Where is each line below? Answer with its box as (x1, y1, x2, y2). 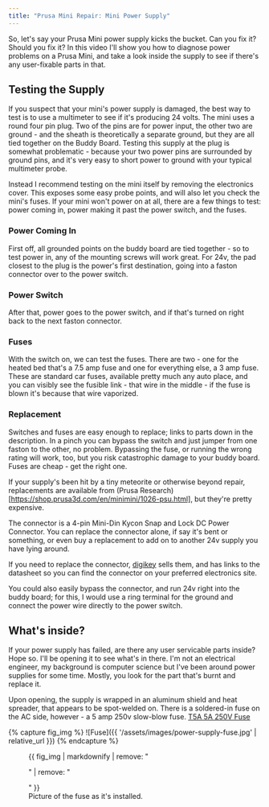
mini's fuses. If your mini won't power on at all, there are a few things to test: (8, 196, 262, 206)
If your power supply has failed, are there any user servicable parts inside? (8, 645, 255, 655)
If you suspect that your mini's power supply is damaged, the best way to (8, 104, 251, 113)
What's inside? (8, 624, 86, 638)
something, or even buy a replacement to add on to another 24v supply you (8, 535, 259, 545)
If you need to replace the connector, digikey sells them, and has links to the (8, 559, 261, 569)
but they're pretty (194, 494, 253, 504)
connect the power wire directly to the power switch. (8, 600, 183, 610)
